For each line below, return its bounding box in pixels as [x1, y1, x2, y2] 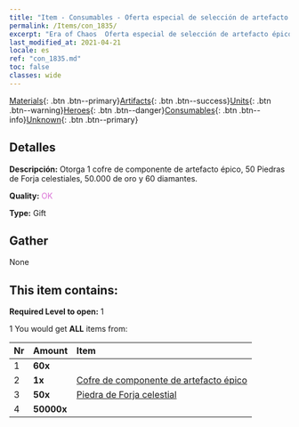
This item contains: [9, 282, 118, 298]
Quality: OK [9, 190, 53, 201]
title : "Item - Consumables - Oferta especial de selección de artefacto [9, 12, 289, 22]
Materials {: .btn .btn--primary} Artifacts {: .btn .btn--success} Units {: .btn [9, 95, 271, 106]
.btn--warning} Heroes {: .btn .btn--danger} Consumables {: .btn [9, 104, 238, 116]
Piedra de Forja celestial [76, 389, 177, 401]
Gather [9, 233, 49, 248]
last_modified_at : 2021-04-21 [9, 37, 122, 47]
